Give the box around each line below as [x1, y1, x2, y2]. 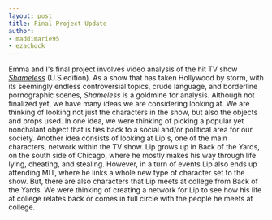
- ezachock [8, 42, 45, 50]
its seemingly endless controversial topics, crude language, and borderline [8, 82, 258, 92]
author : [8, 27, 35, 35]
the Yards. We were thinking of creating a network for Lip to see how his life [8, 185, 262, 195]
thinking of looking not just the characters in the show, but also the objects [8, 107, 258, 118]
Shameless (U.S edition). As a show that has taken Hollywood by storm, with [8, 73, 264, 83]
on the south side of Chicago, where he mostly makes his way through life [8, 151, 257, 161]
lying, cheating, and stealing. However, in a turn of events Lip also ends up [8, 159, 257, 169]
